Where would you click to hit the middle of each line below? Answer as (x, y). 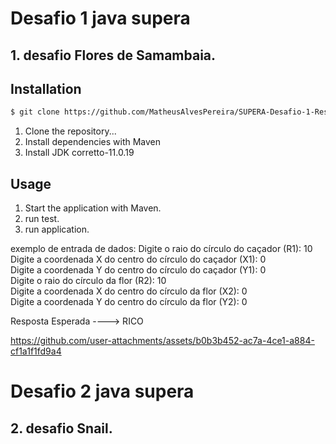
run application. (57, 229)
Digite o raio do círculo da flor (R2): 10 (88, 281)
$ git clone (35, 112)
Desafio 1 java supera (100, 18)
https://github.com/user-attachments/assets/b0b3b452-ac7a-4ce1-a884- (162, 341)
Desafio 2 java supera (102, 391)
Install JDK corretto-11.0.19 (79, 153)
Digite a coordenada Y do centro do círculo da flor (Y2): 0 (129, 302)
